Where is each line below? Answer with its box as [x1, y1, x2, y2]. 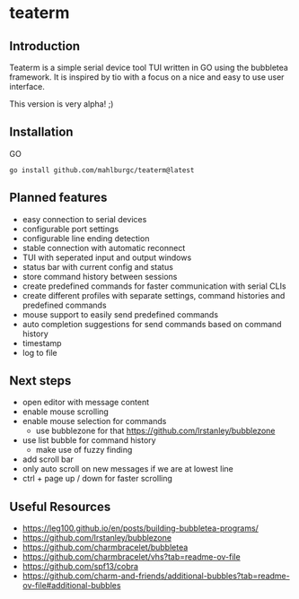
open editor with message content [22, 397, 150, 408]
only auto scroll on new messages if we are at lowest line [22, 464, 233, 474]
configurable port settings [22, 223, 119, 234]
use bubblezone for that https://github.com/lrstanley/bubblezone [35, 425, 276, 437]
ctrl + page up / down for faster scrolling [22, 473, 173, 484]
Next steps [9, 373, 72, 388]
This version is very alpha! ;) [9, 99, 114, 109]
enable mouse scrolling [22, 406, 110, 417]
